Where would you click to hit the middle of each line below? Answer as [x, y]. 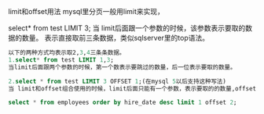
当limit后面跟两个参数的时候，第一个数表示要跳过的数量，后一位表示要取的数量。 [122, 67]
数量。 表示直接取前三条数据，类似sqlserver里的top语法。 [115, 38]
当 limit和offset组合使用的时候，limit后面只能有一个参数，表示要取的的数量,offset [132, 88]
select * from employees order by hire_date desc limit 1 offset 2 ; [123, 103]
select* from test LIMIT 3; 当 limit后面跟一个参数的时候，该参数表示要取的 [127, 28]
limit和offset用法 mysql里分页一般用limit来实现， [86, 11]
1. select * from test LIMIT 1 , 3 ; [61, 60]
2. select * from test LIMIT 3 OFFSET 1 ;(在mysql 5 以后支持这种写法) [117, 81]
